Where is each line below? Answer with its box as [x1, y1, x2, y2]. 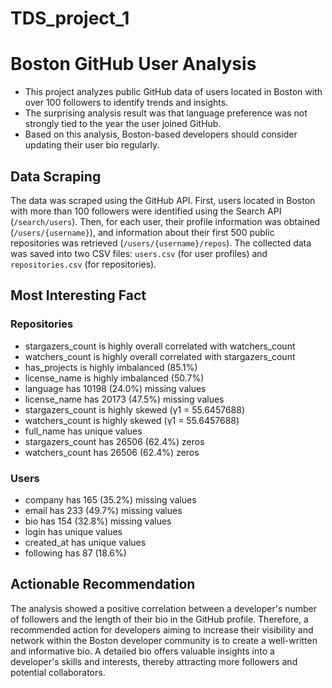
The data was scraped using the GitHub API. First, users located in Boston [10, 194, 316, 206]
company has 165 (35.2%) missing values [24, 493, 197, 506]
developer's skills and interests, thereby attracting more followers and [10, 655, 298, 667]
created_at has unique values [24, 536, 147, 548]
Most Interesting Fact [10, 287, 147, 304]
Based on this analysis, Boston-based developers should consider [24, 128, 298, 141]
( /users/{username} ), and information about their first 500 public [10, 226, 275, 238]
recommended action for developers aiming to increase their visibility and [10, 623, 314, 636]
